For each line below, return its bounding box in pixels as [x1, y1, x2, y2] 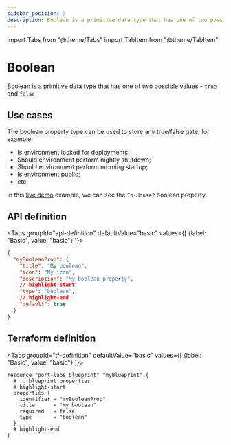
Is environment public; [16, 170, 80, 179]
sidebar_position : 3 [7, 10, 67, 17]
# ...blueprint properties [13, 378, 91, 384]
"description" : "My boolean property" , [19, 275, 134, 282]
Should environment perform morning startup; [16, 163, 148, 171]
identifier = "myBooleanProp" [19, 395, 107, 402]
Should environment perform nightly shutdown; [16, 155, 151, 164]
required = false [19, 407, 76, 415]
